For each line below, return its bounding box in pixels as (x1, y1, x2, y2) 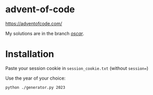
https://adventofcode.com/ (5, 20, 63, 27)
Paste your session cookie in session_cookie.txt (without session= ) (5, 65, 149, 71)
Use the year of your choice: (5, 75, 66, 81)
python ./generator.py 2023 (5, 85, 66, 90)
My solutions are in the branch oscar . (5, 30, 85, 36)
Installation (5, 49, 54, 60)
